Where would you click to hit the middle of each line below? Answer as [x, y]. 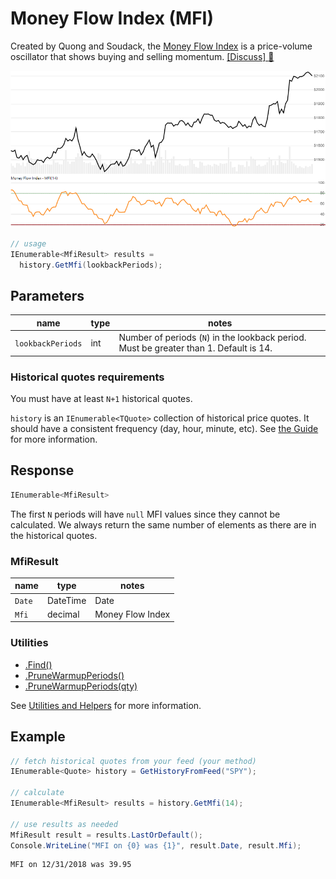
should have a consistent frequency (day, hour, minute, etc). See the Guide [164, 428]
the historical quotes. [54, 535]
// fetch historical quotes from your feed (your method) [133, 761]
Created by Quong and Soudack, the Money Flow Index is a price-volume [161, 46]
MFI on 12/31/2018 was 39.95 [71, 865]
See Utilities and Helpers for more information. [106, 705]
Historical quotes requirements [87, 377]
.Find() [38, 664]
